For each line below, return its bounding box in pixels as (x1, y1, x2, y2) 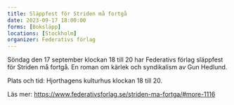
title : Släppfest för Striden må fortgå (7, 10, 128, 17)
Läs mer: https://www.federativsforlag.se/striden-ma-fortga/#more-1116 (7, 90, 216, 99)
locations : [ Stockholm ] (7, 29, 77, 37)
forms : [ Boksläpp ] (7, 23, 61, 30)
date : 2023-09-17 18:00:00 (7, 17, 86, 24)
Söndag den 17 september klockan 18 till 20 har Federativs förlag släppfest (7, 55, 223, 64)
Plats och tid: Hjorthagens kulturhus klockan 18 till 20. (7, 76, 163, 85)
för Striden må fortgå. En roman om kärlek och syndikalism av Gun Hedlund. (7, 63, 228, 71)
